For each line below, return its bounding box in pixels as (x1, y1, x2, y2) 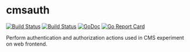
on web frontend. (6, 40, 48, 47)
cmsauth (6, 4, 50, 17)
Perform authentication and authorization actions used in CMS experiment (6, 34, 185, 41)
